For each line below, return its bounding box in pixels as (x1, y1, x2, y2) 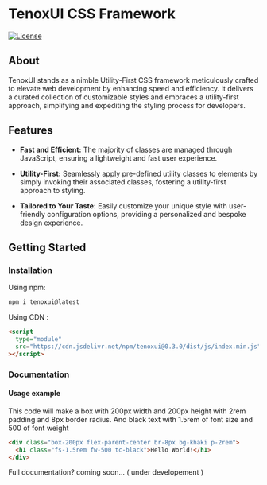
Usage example (8, 389, 61, 398)
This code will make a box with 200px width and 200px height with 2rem (8, 406, 246, 416)
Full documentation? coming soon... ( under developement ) (8, 468, 204, 477)
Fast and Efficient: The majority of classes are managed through (19, 145, 233, 154)
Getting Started (8, 240, 87, 254)
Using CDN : (8, 312, 49, 322)
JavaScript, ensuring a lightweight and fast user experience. (19, 153, 218, 163)
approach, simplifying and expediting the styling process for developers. (8, 100, 246, 110)
